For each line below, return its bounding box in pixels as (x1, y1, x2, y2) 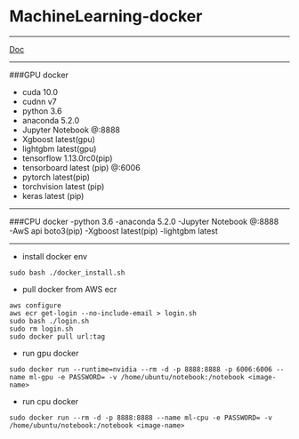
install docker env (21, 251, 87, 261)
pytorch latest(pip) (21, 172, 91, 182)
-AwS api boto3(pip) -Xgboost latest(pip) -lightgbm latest (9, 225, 218, 236)
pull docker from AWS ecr (21, 283, 117, 294)
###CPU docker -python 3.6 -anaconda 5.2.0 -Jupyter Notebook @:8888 (9, 216, 279, 227)
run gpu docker (21, 347, 79, 358)
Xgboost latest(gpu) (21, 133, 96, 144)
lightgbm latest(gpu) (21, 143, 97, 154)
